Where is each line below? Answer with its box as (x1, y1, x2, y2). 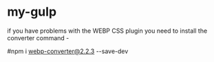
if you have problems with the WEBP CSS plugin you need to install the (7, 27, 208, 35)
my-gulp (7, 4, 57, 20)
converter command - (7, 33, 69, 42)
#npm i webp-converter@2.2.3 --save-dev (7, 47, 129, 55)
